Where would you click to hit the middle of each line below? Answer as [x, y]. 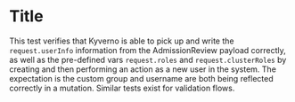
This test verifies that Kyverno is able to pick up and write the [122, 41]
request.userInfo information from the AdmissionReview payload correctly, [148, 50]
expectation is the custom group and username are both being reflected [141, 78]
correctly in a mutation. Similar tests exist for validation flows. [122, 88]
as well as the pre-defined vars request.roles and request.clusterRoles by [148, 59]
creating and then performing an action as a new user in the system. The [143, 69]
